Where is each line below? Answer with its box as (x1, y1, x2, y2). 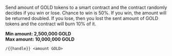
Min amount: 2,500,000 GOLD (5, 31, 71, 36)
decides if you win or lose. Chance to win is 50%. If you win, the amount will (5, 10, 167, 16)
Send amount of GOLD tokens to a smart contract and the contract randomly (5, 5, 167, 10)
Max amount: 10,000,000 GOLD (5, 36, 75, 42)
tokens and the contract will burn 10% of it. (5, 21, 97, 27)
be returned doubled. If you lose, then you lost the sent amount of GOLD (5, 15, 159, 21)
